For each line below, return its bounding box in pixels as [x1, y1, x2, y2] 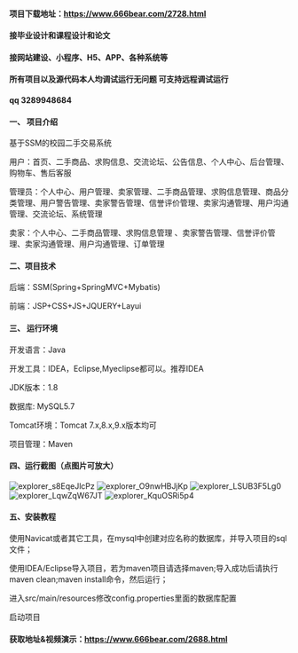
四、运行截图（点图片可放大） [9, 460, 118, 471]
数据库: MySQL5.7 [9, 400, 75, 412]
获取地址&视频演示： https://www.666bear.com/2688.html [9, 633, 228, 644]
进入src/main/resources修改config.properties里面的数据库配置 [9, 593, 237, 603]
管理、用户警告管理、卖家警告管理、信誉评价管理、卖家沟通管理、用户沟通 [16, 198, 289, 208]
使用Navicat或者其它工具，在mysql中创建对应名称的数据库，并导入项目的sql [9, 532, 287, 543]
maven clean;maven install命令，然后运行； [9, 573, 169, 585]
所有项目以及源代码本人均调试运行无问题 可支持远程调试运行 [9, 74, 229, 84]
